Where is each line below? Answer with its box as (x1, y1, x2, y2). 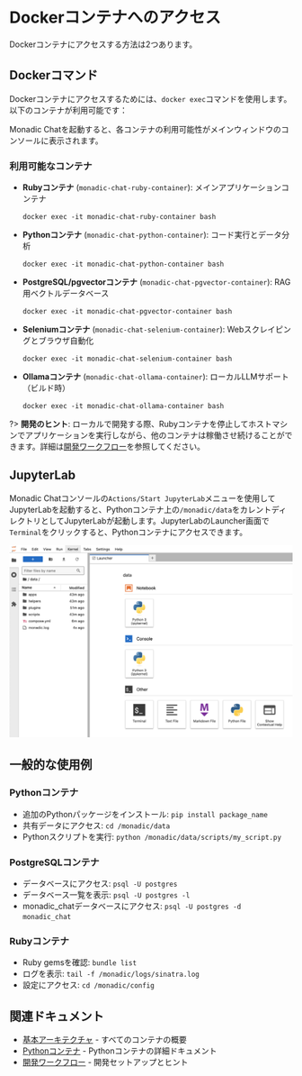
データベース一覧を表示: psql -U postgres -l (22, 889, 191, 900)
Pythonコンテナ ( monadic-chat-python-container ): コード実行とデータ (22, 230, 282, 241)
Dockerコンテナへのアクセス (9, 7, 222, 28)
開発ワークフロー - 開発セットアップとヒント (22, 1057, 189, 1068)
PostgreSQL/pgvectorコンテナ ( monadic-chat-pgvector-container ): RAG (22, 277, 291, 287)
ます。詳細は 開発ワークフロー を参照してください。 (16, 442, 205, 452)
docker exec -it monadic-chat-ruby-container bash (22, 213, 217, 222)
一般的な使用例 (9, 757, 93, 772)
